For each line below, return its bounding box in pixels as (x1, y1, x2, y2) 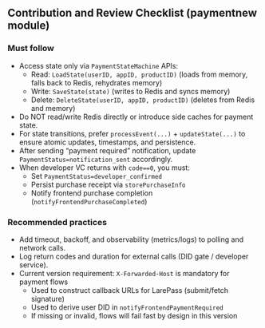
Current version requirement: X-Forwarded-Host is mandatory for (18, 268, 230, 278)
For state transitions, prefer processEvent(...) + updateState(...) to (18, 128, 246, 138)
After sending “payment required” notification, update (18, 145, 196, 155)
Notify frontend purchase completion (30, 188, 153, 198)
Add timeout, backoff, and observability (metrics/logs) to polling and (18, 235, 244, 244)
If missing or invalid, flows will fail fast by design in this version (30, 310, 238, 320)
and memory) (30, 103, 76, 113)
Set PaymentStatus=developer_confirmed (30, 171, 163, 180)
